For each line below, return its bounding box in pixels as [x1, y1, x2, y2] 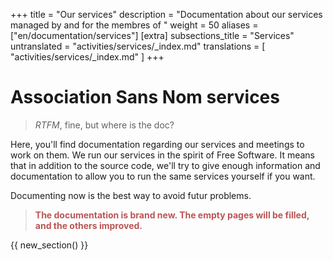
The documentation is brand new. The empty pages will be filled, [34, 209, 310, 221]
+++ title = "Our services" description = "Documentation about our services [10, 9, 323, 20]
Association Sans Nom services [10, 86, 280, 109]
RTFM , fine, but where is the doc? [34, 119, 175, 131]
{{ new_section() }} [10, 239, 89, 251]
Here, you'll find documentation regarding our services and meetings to [10, 138, 305, 150]
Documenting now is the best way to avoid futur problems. [10, 189, 252, 201]
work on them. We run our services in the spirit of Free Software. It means [10, 149, 315, 161]
